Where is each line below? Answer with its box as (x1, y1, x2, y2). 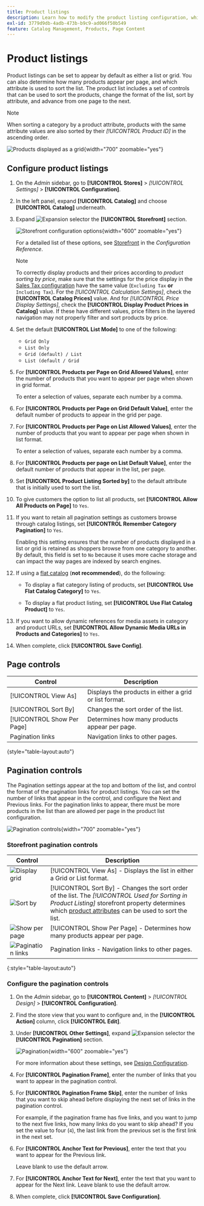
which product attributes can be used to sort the (50, 906, 188, 915)
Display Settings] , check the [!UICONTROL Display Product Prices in (15, 301, 189, 308)
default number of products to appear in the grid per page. (15, 411, 162, 418)
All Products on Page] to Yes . (15, 502, 90, 509)
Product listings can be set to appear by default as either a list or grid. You (7, 72, 192, 79)
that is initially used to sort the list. (15, 484, 101, 491)
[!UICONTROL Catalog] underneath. (15, 204, 107, 211)
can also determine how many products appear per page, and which (7, 78, 178, 85)
